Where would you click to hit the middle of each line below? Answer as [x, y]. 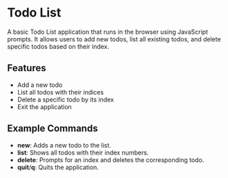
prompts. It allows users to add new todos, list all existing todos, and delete [114, 39]
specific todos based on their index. [58, 46]
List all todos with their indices [60, 92]
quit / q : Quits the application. [58, 167]
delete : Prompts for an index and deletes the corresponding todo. [111, 159]
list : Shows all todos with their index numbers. [83, 152]
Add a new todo [40, 85]
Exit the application [45, 107]
